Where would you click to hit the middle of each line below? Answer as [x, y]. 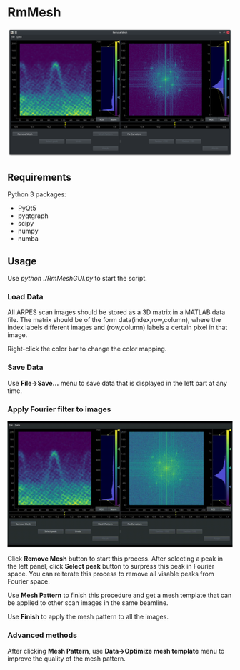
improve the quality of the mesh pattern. [67, 659]
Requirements [39, 177]
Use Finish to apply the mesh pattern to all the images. [88, 617]
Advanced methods [42, 635]
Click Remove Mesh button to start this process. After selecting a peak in [115, 559]
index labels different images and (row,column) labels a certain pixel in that [117, 327]
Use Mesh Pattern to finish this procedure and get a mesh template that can [120, 595]
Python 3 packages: [37, 194]
